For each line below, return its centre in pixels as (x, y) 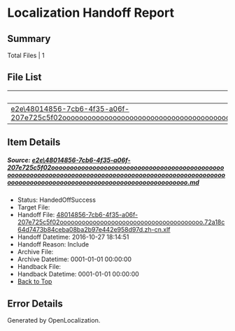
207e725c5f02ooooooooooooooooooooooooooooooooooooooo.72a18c (121, 222)
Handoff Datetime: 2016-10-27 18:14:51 (73, 237)
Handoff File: (36, 215)
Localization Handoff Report (91, 13)
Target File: (34, 207)
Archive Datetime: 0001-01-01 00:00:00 (74, 259)
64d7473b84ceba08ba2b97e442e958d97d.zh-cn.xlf (94, 230)
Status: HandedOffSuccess (57, 200)
